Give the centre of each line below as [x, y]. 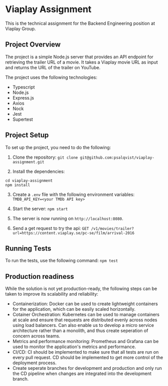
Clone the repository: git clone [45, 157]
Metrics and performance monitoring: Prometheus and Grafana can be [86, 342]
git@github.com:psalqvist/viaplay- [117, 158]
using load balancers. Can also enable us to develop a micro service [83, 325]
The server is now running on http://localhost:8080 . [68, 218]
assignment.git [28, 162]
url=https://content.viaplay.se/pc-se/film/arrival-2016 [73, 233]
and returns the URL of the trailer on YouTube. [53, 67]
